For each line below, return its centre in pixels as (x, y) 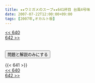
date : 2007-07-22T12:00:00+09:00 (39, 14)
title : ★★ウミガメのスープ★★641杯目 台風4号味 (48, 10)
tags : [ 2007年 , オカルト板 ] (30, 19)
